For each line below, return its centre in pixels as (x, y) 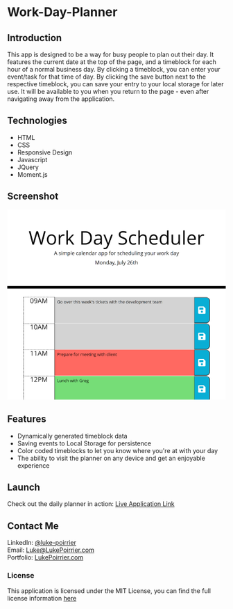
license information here (42, 598)
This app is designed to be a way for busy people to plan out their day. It (111, 54)
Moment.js (32, 174)
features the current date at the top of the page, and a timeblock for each (112, 62)
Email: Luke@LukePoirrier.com (51, 550)
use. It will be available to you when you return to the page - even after (108, 92)
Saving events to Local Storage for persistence (84, 443)
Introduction (35, 38)
